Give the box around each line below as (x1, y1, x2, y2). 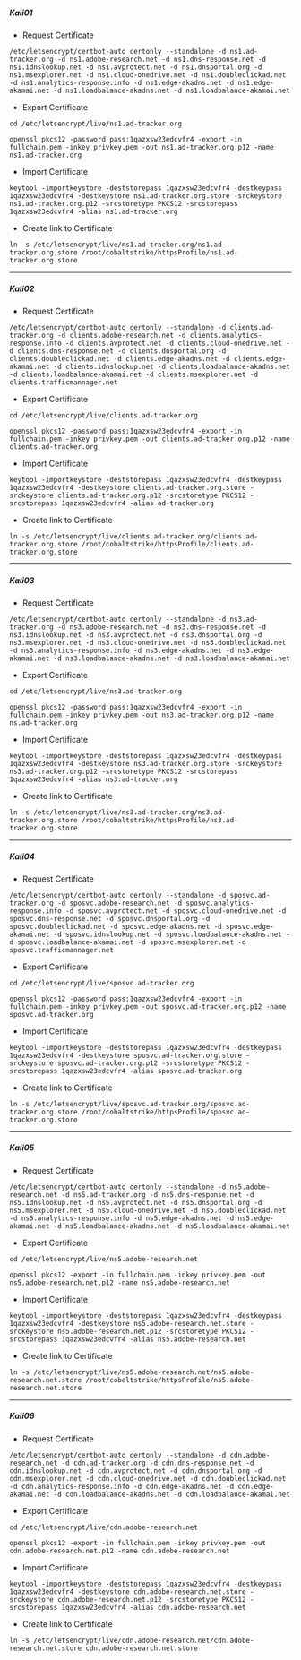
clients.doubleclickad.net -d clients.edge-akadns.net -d (9, 354, 230, 363)
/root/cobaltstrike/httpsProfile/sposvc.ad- (81, 1107, 251, 1116)
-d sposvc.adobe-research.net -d (56, 899, 182, 907)
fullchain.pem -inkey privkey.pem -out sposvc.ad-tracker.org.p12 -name (9, 1002, 287, 1011)
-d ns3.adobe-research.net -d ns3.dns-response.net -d (56, 623, 267, 632)
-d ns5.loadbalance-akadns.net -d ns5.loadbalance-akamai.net (53, 1221, 291, 1231)
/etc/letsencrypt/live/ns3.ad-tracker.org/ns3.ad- (32, 807, 227, 817)
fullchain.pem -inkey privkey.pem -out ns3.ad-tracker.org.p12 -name (9, 710, 275, 719)
